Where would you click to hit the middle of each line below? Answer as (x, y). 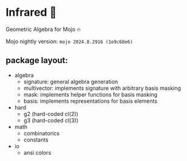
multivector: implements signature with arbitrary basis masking (102, 88)
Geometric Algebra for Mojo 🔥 (43, 29)
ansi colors (37, 152)
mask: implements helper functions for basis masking (90, 94)
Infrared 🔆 (31, 12)
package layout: (37, 60)
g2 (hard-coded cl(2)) (51, 114)
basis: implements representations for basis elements (90, 101)
